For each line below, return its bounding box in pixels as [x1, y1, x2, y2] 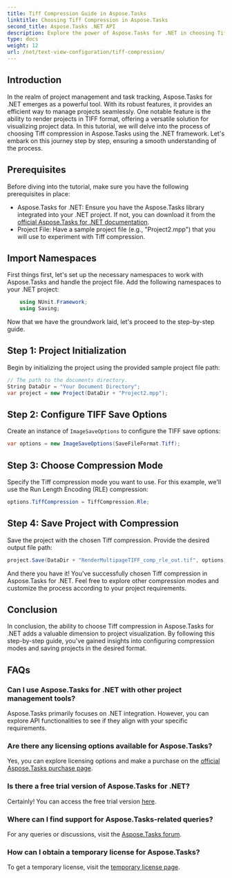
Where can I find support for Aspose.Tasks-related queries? [7, 814, 213, 824]
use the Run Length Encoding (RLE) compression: [7, 485, 148, 493]
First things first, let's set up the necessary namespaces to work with [7, 271, 204, 279]
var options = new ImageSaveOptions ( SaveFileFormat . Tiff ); [7, 440, 181, 448]
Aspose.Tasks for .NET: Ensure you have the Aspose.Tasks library [17, 203, 205, 211]
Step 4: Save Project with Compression [7, 517, 180, 529]
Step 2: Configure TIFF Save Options [7, 408, 168, 420]
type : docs [7, 36, 39, 43]
